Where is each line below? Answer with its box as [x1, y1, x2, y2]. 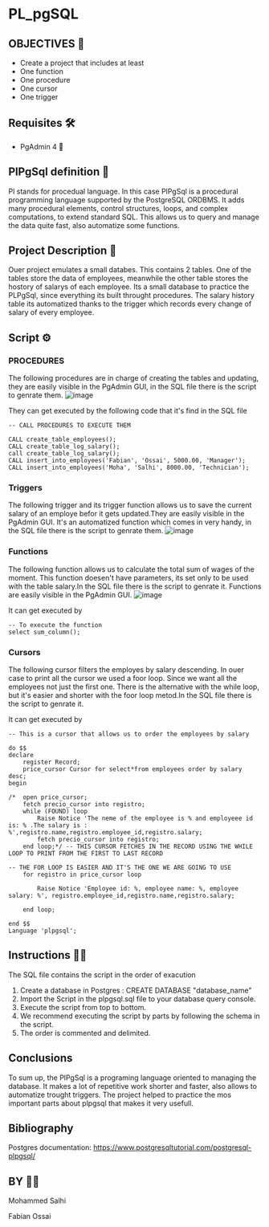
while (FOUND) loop [22, 808, 88, 816]
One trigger [19, 92, 59, 101]
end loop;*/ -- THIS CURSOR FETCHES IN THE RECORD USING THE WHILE [22, 842, 253, 851]
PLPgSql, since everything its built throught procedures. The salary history [8, 291, 255, 300]
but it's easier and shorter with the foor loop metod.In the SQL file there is [8, 691, 252, 700]
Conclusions [8, 1051, 73, 1065]
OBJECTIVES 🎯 [8, 37, 85, 51]
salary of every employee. [8, 308, 95, 317]
